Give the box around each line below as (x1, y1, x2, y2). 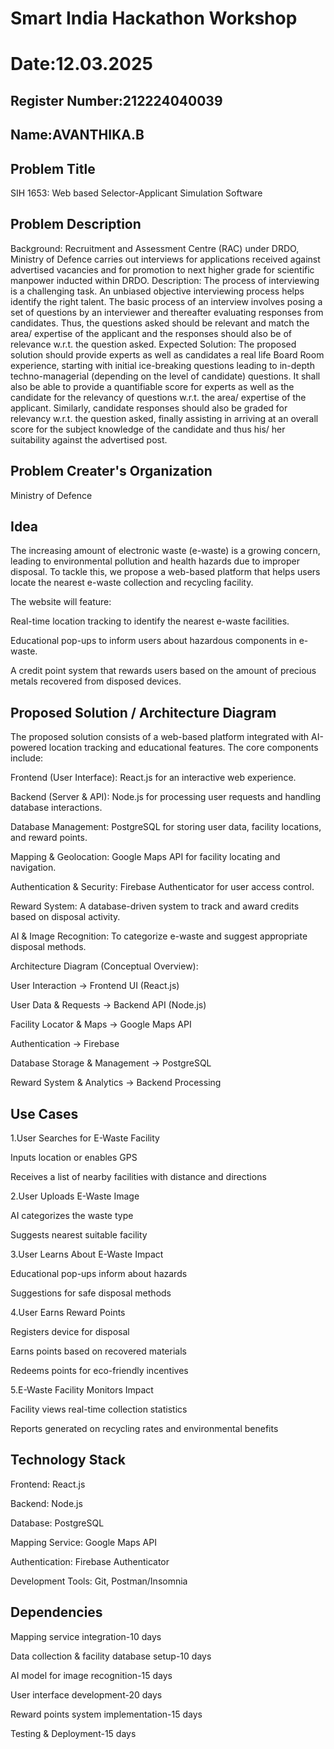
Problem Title (10, 160, 96, 177)
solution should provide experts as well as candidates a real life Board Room (10, 348, 325, 361)
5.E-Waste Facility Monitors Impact (10, 1384, 154, 1396)
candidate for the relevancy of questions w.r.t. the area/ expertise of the (10, 391, 307, 403)
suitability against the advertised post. (10, 433, 168, 446)
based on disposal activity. (10, 911, 121, 923)
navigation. (10, 862, 57, 874)
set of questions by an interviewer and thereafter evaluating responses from (10, 306, 324, 318)
